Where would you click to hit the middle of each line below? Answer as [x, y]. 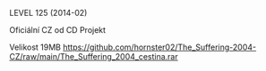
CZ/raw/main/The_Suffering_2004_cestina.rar [94, 56]
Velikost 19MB [35, 47]
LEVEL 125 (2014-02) [48, 13]
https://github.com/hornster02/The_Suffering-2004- [159, 47]
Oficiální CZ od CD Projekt [57, 30]
